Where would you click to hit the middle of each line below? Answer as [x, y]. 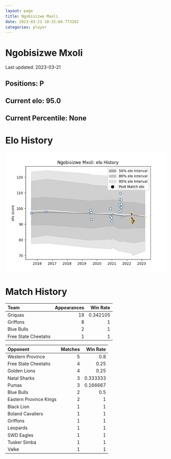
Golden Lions [22, 371]
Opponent [18, 349]
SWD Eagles [20, 435]
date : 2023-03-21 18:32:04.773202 [42, 22]
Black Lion [18, 406]
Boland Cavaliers [25, 413]
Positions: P [25, 83]
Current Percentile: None [46, 118]
